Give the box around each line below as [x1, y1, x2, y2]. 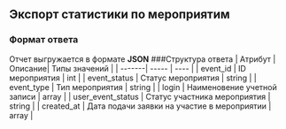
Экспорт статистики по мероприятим [9, 7, 230, 22]
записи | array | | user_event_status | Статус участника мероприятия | [9, 91, 271, 102]
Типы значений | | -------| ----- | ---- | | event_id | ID [51, 63, 246, 73]
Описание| [9, 63, 50, 73]
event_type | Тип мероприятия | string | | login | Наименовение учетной [9, 81, 277, 92]
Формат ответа [9, 34, 79, 46]
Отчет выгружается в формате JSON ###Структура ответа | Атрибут [9, 53, 272, 64]
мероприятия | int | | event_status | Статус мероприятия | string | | [9, 72, 257, 83]
